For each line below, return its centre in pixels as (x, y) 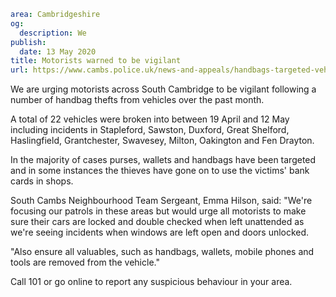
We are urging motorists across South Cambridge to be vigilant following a (163, 89)
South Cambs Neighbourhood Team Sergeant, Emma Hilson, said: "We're (161, 201)
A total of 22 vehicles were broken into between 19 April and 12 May (150, 119)
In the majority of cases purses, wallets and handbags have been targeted (163, 160)
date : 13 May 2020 (58, 51)
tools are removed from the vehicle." (85, 262)
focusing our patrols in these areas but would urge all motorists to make (158, 211)
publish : (28, 42)
